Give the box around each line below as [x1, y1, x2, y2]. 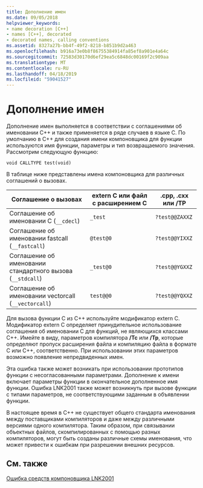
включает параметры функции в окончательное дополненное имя [6, 378, 178, 385]
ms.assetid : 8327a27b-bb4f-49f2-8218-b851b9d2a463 [6, 43, 137, 49]
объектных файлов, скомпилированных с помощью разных [6, 428, 161, 436]
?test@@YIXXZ [155, 235, 193, 242]
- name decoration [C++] [6, 25, 69, 32]
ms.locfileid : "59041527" [6, 76, 71, 82]
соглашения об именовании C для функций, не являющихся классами [6, 328, 188, 335]
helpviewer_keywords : [6, 20, 61, 26]
